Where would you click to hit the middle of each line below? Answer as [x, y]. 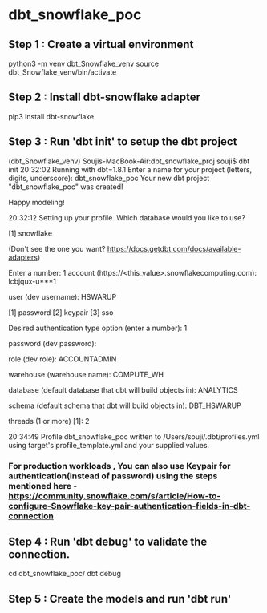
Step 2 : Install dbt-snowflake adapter [104, 97]
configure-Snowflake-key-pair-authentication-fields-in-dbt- [129, 506]
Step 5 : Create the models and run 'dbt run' [120, 599]
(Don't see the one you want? [57, 248]
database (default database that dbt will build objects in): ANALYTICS [123, 389]
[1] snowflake [30, 233]
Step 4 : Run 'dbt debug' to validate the [108, 541]
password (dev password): [53, 343]
